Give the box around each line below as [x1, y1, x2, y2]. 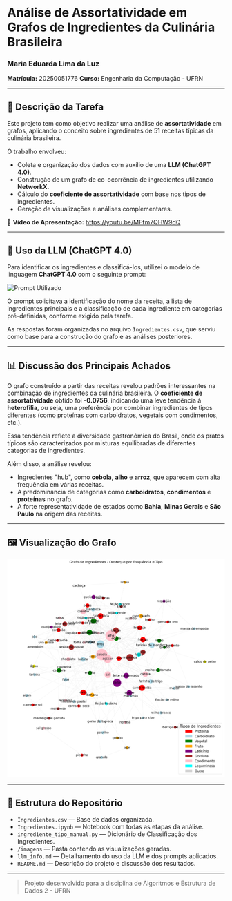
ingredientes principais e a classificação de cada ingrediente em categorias [7, 304, 222, 313]
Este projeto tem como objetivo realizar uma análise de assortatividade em [7, 119, 222, 128]
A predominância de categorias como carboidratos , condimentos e [17, 487, 211, 496]
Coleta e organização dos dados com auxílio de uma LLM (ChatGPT [17, 161, 211, 169]
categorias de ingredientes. [7, 446, 86, 454]
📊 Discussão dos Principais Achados [7, 360, 171, 371]
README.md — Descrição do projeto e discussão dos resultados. [17, 860, 196, 868]
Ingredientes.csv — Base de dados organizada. [17, 815, 154, 824]
